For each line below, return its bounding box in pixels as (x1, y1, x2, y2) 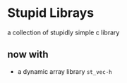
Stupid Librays (7, 5, 94, 21)
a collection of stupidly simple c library (7, 28, 120, 37)
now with (7, 49, 49, 60)
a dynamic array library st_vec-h (17, 67, 112, 75)
